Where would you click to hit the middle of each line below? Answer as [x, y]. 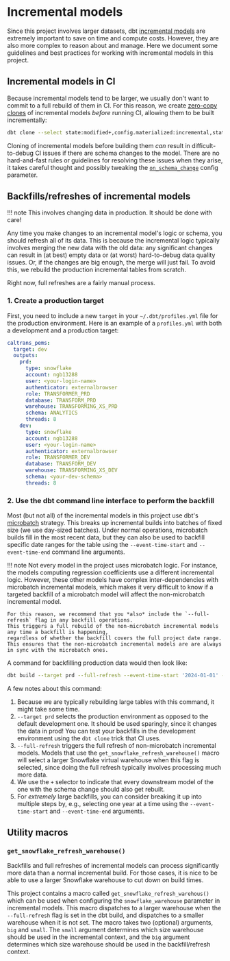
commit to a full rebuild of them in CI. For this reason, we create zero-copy [112, 105]
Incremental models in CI [61, 82]
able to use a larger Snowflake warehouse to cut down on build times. [105, 880]
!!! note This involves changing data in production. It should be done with [110, 212]
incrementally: [27, 120]
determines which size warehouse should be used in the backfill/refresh [109, 944]
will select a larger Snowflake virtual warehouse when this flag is [108, 760]
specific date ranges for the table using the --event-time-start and [102, 545]
